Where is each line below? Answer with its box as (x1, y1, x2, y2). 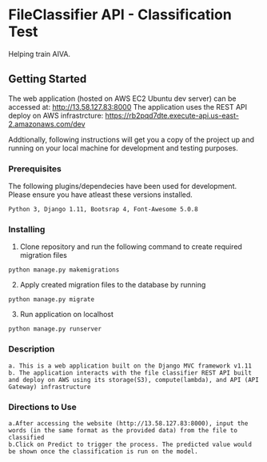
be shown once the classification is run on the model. (8, 447, 198, 456)
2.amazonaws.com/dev (8, 119, 86, 129)
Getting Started (8, 72, 87, 86)
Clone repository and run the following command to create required (19, 242, 242, 251)
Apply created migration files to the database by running (19, 280, 206, 290)
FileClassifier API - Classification (8, 6, 232, 24)
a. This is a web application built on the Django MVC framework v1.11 (8, 362, 252, 370)
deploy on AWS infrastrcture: (8, 110, 104, 120)
